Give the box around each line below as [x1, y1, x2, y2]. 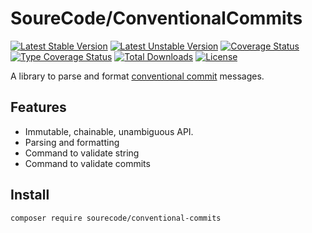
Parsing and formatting [24, 136, 120, 148]
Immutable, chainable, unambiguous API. [24, 125, 194, 137]
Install [10, 187, 50, 204]
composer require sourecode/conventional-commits [10, 213, 222, 223]
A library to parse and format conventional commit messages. [10, 70, 265, 82]
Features [10, 99, 67, 116]
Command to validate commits [24, 157, 151, 169]
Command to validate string [24, 147, 140, 159]
